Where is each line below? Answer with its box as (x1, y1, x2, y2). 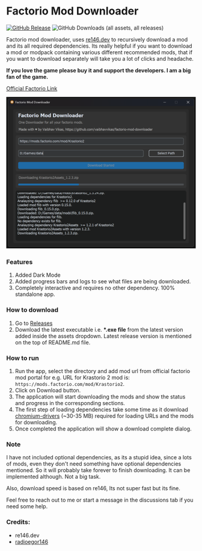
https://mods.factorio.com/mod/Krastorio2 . (14, 380, 125, 387)
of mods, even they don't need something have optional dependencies (6, 460, 182, 468)
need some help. (6, 503, 48, 510)
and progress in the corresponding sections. (14, 399, 125, 406)
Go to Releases (14, 320, 53, 327)
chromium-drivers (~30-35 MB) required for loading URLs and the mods (14, 412, 194, 420)
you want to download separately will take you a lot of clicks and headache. (6, 55, 194, 62)
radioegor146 (14, 538, 49, 545)
